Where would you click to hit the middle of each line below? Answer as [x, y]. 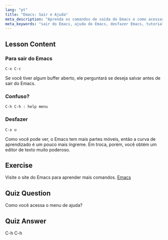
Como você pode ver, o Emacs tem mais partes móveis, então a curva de [80, 139]
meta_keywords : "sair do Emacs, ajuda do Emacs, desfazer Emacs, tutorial [85, 24]
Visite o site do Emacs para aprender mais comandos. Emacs [68, 177]
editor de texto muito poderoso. [38, 150]
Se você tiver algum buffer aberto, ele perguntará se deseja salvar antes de [83, 78]
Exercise [19, 165]
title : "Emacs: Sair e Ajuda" [37, 15]
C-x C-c [13, 69]
